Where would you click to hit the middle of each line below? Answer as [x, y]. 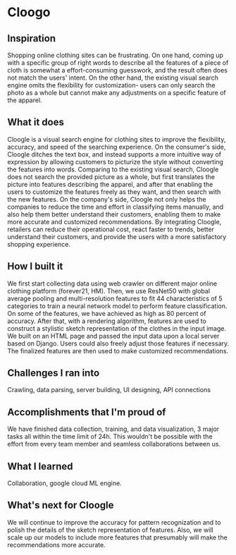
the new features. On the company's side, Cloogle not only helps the [107, 199]
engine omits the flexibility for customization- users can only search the [111, 85]
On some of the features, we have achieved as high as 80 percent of [107, 313]
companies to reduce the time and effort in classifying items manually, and [116, 207]
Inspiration [32, 38]
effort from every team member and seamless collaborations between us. [114, 444]
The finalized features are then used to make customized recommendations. [118, 350]
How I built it [35, 266]
